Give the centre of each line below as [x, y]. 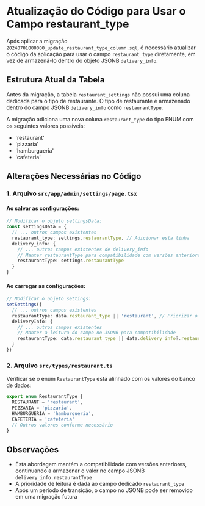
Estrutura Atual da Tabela [56, 80]
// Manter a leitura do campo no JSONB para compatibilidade [96, 333]
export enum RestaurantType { [45, 397]
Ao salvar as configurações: [43, 208]
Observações [33, 450]
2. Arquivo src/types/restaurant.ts [59, 366]
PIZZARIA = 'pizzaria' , [42, 408]
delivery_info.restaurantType [54, 478]
